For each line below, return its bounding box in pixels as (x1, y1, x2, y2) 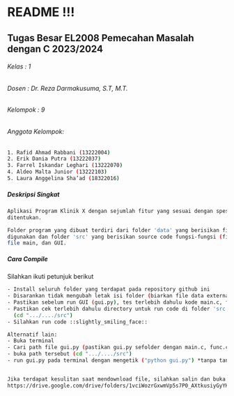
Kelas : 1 (7, 62, 31, 71)
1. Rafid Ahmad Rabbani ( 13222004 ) (7, 149, 111, 156)
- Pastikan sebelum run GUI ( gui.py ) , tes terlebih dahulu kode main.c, (7, 299, 223, 306)
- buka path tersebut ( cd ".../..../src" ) (7, 351, 132, 358)
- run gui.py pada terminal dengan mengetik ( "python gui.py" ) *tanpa (7, 357, 217, 364)
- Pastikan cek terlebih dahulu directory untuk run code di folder (7, 305, 210, 312)
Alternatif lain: (7, 331, 58, 338)
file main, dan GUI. (7, 240, 68, 247)
